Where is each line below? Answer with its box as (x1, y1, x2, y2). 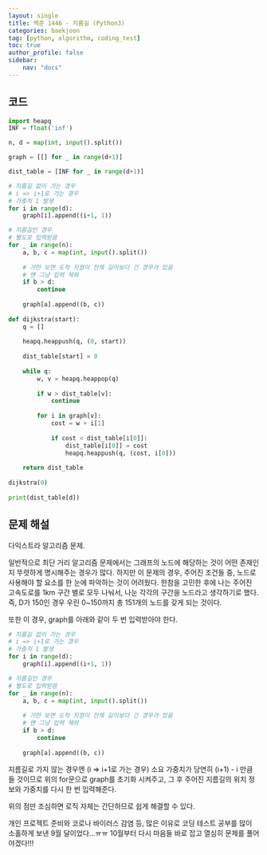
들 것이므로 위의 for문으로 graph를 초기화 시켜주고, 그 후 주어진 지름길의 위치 (8, 774, 247, 784)
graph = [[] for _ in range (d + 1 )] (8, 153, 124, 161)
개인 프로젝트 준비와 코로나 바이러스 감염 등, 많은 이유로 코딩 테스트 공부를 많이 (8, 818, 253, 828)
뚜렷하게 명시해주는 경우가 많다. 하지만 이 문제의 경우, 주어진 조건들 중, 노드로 (16, 567, 257, 577)
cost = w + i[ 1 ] (50, 420, 105, 427)
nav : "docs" (22, 64, 62, 72)
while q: (22, 367, 52, 376)
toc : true (8, 42, 41, 50)
